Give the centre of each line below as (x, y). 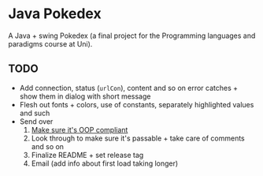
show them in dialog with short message (85, 96)
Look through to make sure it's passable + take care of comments (138, 138)
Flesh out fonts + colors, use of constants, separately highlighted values (137, 104)
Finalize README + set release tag (87, 155)
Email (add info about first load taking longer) (105, 163)
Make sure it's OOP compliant (80, 129)
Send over (36, 121)
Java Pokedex (55, 14)
